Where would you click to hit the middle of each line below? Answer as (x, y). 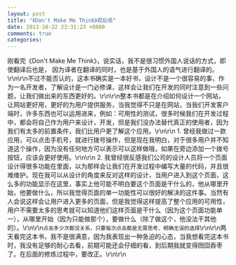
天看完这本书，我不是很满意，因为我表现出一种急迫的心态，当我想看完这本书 (118, 237)
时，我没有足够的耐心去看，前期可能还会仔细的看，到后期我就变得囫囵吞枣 (115, 245)
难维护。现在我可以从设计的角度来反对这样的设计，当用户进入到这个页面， (115, 175)
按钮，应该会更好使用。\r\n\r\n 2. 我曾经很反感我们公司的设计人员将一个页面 (117, 157)
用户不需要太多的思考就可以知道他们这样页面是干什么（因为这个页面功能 (112, 210)
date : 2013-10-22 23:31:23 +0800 (56, 27)
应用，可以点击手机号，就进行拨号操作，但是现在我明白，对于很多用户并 (112, 140)
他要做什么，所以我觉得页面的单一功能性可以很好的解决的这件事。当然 (121, 193)
